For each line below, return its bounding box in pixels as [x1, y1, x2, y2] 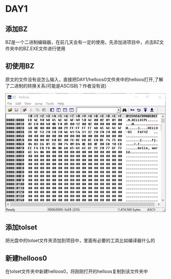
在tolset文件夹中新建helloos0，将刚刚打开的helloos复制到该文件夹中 [5, 268, 148, 274]
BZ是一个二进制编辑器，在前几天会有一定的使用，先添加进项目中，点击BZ [5, 39, 159, 45]
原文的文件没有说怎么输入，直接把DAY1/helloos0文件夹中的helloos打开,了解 [5, 76, 164, 82]
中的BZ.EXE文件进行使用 [14, 45, 66, 52]
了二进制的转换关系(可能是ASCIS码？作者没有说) [5, 83, 107, 89]
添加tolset [5, 223, 38, 232]
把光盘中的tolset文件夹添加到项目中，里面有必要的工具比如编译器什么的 [5, 238, 155, 244]
